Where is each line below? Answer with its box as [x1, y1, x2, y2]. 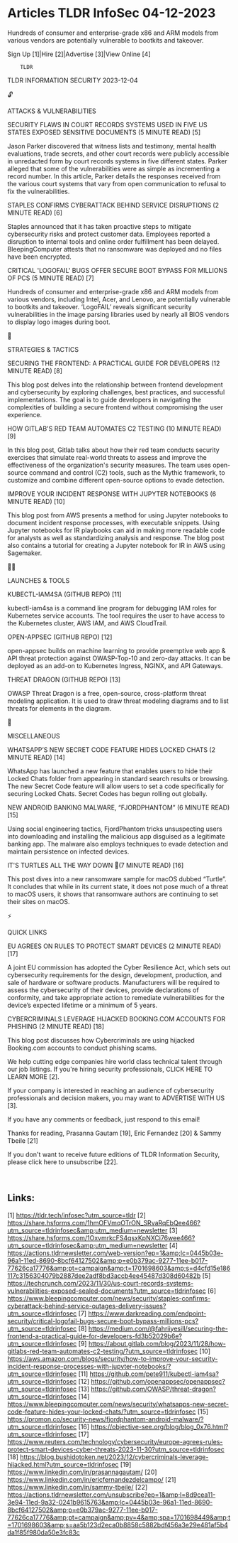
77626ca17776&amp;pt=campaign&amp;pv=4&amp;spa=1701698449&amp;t [7, 1512, 231, 1522]
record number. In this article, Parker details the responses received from [7, 172, 221, 181]
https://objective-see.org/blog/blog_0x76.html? [91, 1422, 229, 1431]
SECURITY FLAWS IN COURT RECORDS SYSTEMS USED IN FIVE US [7, 120, 208, 129]
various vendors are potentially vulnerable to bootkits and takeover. [7, 36, 204, 44]
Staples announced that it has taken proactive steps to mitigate [7, 222, 191, 230]
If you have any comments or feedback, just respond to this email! [7, 1114, 200, 1124]
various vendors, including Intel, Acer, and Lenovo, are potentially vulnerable [7, 295, 231, 303]
